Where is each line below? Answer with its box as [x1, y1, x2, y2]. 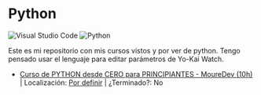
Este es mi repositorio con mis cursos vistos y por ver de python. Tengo [8, 46, 241, 55]
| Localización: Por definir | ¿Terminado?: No [19, 78, 164, 87]
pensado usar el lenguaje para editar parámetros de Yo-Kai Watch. [8, 54, 224, 64]
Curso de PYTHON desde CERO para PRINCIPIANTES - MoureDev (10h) [19, 69, 253, 79]
